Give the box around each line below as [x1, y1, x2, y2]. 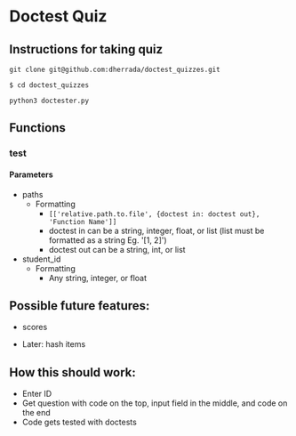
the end [21, 408, 51, 418]
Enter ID [21, 389, 52, 400]
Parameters [9, 169, 53, 180]
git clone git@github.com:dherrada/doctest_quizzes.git [9, 65, 220, 74]
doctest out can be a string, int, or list [48, 244, 186, 254]
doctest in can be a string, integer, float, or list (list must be [48, 225, 265, 236]
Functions [9, 120, 67, 135]
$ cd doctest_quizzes [9, 81, 90, 90]
